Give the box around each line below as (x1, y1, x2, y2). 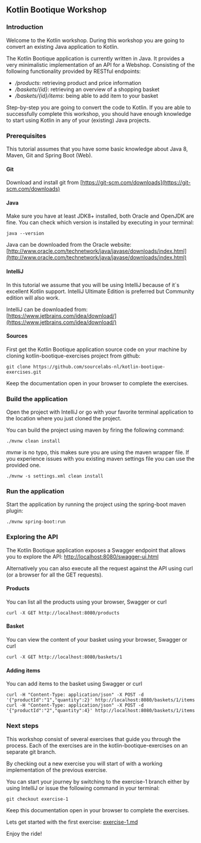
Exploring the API (6, 533, 58, 541)
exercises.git (6, 369, 42, 375)
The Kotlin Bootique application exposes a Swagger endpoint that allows (6, 546, 186, 554)
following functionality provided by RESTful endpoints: (6, 68, 141, 75)
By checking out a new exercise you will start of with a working (6, 760, 162, 767)
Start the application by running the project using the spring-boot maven (6, 500, 186, 508)
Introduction (6, 23, 43, 31)
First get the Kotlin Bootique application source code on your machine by (6, 346, 187, 353)
